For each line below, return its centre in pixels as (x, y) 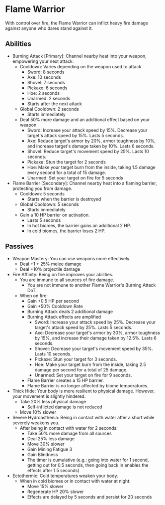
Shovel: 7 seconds (46, 82)
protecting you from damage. (42, 188)
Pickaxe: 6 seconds (47, 88)
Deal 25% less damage (51, 438)
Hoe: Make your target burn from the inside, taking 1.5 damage (91, 167)
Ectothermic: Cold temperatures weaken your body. (65, 476)
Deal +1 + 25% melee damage (51, 264)
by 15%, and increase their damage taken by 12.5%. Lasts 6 (95, 338)
